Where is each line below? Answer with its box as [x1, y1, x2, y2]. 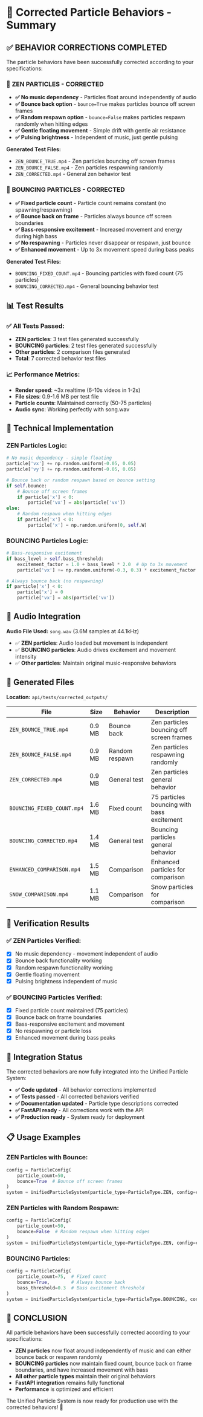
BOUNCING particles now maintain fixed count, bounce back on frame [14, 1360, 192, 1367]
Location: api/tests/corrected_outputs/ [6, 693, 108, 700]
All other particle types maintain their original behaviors [14, 1373, 156, 1380]
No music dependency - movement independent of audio [14, 950, 158, 957]
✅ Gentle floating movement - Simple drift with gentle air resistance [14, 127, 186, 134]
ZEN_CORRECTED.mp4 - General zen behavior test [14, 171, 131, 178]
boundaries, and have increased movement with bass [14, 1366, 149, 1373]
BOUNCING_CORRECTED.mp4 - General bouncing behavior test [14, 282, 159, 290]
